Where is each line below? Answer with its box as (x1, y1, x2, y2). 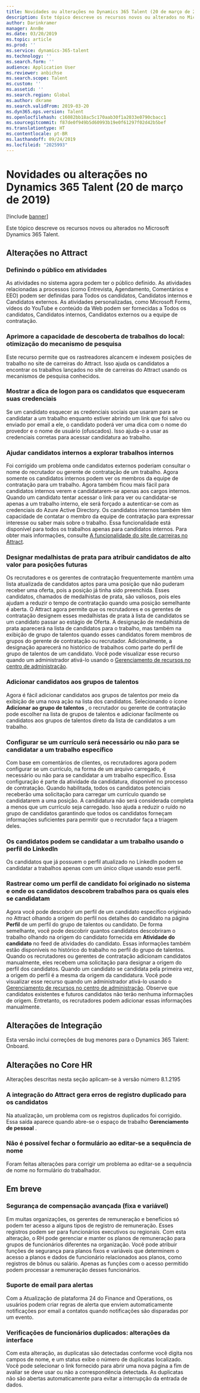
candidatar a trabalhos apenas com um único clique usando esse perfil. (6, 865, 182, 872)
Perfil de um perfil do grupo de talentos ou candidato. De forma (6, 920, 162, 928)
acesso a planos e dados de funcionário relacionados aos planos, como (6, 1253, 183, 1261)
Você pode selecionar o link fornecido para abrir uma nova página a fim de (6, 1362, 190, 1370)
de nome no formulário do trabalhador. (6, 1166, 101, 1173)
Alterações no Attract (6, 248, 88, 258)
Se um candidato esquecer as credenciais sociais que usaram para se (6, 408, 179, 415)
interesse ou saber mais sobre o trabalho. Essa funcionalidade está (6, 519, 171, 526)
